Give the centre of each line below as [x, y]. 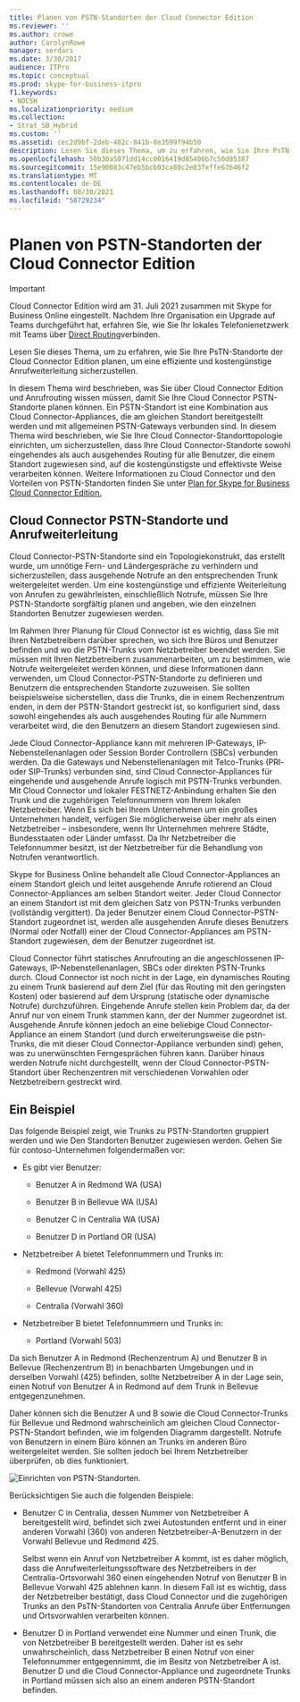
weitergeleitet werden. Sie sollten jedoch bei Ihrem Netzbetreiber [129, 1452]
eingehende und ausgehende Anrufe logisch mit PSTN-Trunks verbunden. [146, 781]
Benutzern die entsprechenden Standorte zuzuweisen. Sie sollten [130, 687]
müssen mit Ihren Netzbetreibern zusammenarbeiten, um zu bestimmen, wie [150, 659]
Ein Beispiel [42, 1110]
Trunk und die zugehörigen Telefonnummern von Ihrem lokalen [125, 800]
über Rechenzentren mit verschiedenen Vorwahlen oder [146, 1072]
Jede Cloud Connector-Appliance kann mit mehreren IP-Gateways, [132, 742]
